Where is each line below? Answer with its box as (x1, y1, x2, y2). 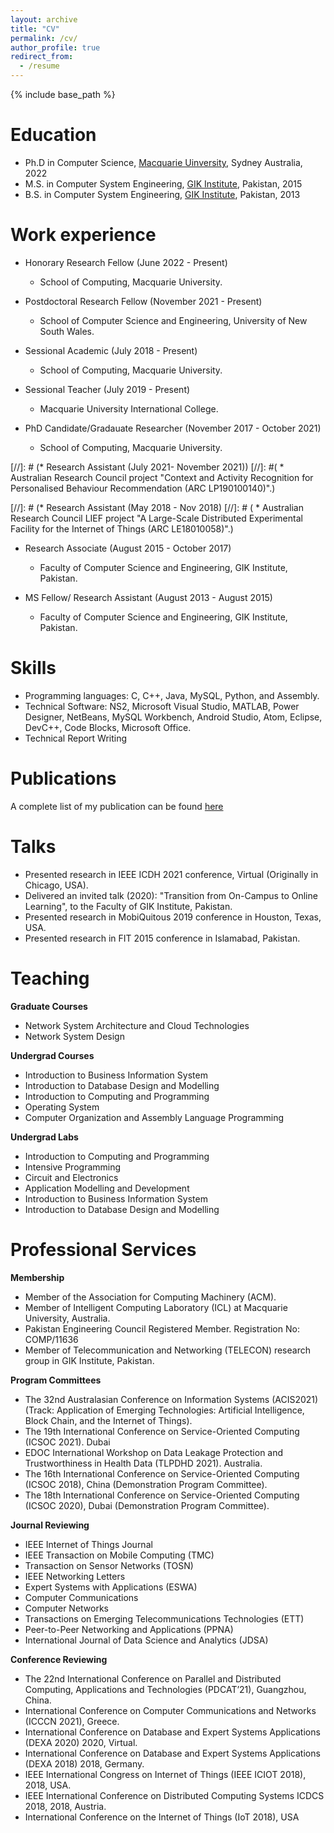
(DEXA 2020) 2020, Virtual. (24, 1736, 138, 1748)
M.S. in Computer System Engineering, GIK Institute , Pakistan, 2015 (24, 177, 303, 190)
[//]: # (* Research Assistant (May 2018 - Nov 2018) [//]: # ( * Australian (10, 501, 304, 513)
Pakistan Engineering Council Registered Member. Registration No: (24, 1322, 300, 1335)
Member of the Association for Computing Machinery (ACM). (24, 1291, 277, 1303)
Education (10, 124, 97, 146)
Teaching (10, 967, 90, 990)
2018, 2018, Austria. (24, 1800, 107, 1812)
